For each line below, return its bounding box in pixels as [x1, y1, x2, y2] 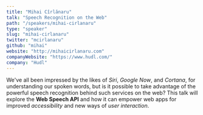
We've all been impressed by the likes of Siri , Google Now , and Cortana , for [6, 76, 196, 84]
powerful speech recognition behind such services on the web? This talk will [6, 89, 198, 96]
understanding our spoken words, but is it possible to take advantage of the [6, 82, 196, 90]
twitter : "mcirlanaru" [6, 37, 64, 43]
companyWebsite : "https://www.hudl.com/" [6, 54, 113, 60]
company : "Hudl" [6, 59, 47, 65]
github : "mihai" [6, 43, 47, 49]
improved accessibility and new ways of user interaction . [6, 102, 150, 109]
